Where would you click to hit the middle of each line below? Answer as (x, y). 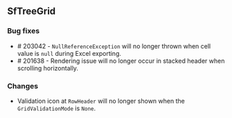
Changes (23, 86)
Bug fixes (24, 31)
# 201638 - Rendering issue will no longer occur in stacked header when (121, 61)
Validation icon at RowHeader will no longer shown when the (101, 101)
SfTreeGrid (32, 11)
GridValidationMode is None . (56, 108)
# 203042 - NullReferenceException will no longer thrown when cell (114, 46)
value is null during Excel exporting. (69, 53)
